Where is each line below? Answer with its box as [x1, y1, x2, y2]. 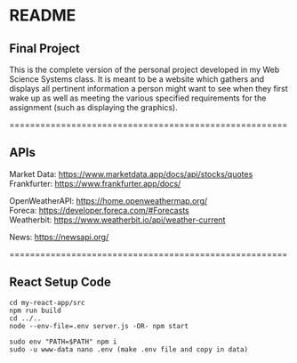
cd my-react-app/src [9, 298, 86, 307]
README [9, 5, 76, 26]
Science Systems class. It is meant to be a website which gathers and [9, 74, 265, 85]
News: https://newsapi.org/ [9, 231, 109, 242]
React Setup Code [9, 275, 111, 290]
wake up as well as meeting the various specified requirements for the [9, 93, 267, 103]
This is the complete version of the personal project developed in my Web [9, 64, 280, 75]
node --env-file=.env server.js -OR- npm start [9, 321, 189, 330]
